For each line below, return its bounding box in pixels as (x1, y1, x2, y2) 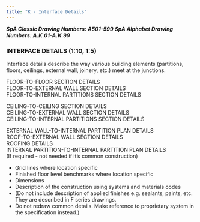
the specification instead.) (14, 208, 80, 216)
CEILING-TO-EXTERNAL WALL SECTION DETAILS (6, 109, 129, 116)
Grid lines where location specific (14, 164, 98, 171)
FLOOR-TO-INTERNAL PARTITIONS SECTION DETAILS (6, 91, 141, 98)
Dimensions (14, 176, 44, 184)
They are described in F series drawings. (14, 196, 117, 203)
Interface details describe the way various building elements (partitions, (6, 60, 184, 67)
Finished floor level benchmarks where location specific (14, 170, 154, 178)
